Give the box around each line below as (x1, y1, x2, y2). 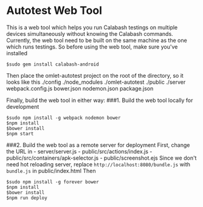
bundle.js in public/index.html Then (6, 167, 96, 174)
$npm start (6, 131, 34, 137)
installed (6, 49, 28, 56)
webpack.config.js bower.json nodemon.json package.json (6, 84, 154, 92)
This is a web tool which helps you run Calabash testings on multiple (6, 24, 178, 31)
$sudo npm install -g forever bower (6, 178, 99, 185)
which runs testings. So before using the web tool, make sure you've (6, 43, 178, 50)
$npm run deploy (6, 195, 47, 201)
